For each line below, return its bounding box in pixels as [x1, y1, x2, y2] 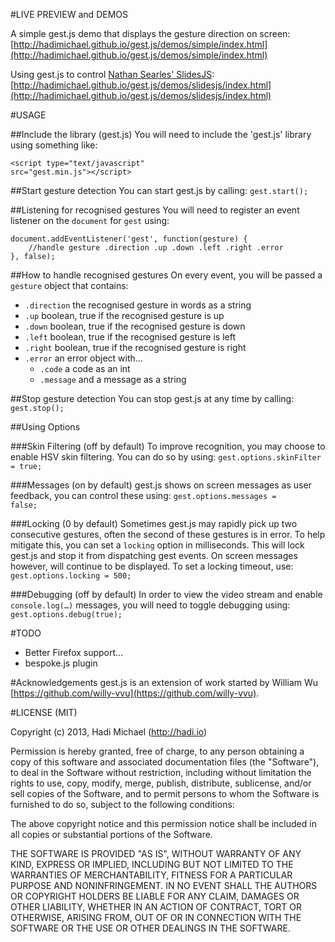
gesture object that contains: [10, 280, 129, 291]
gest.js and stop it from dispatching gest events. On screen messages [10, 550, 298, 561]
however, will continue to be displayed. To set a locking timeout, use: [10, 560, 294, 572]
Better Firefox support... [24, 647, 124, 658]
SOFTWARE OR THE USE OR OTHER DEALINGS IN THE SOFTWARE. [10, 922, 291, 934]
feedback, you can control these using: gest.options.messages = [10, 490, 277, 501]
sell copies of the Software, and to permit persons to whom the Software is [10, 788, 320, 799]
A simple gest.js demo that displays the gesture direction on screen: [10, 28, 291, 39]
